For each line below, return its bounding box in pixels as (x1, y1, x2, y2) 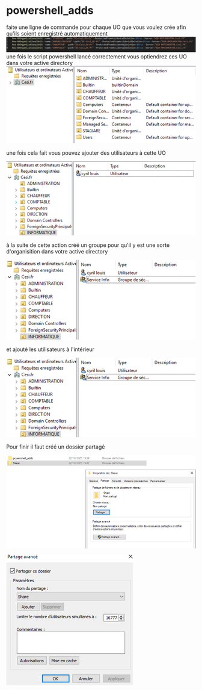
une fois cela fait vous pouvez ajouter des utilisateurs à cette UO (6, 149, 167, 157)
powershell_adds (6, 4, 94, 17)
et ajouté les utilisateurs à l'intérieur (6, 346, 94, 353)
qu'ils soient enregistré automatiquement (6, 30, 108, 37)
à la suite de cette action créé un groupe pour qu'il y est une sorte (6, 241, 170, 249)
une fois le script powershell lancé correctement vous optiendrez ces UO (6, 52, 188, 60)
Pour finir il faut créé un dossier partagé (6, 443, 105, 450)
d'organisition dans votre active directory (6, 248, 108, 255)
